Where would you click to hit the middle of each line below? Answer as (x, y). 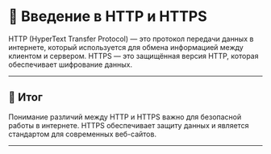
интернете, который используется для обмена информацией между (126, 47)
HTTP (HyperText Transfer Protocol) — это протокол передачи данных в (131, 39)
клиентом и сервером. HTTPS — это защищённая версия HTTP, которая (133, 56)
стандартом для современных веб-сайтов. (83, 134)
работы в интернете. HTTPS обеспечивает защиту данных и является (129, 125)
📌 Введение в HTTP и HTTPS (108, 17)
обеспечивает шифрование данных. (71, 65)
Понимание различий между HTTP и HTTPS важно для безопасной (125, 117)
